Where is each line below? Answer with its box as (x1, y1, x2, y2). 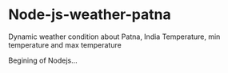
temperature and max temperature (8, 40, 122, 49)
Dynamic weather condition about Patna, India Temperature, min (8, 32, 221, 41)
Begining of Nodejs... (8, 56, 78, 65)
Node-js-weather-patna (8, 6, 171, 24)
